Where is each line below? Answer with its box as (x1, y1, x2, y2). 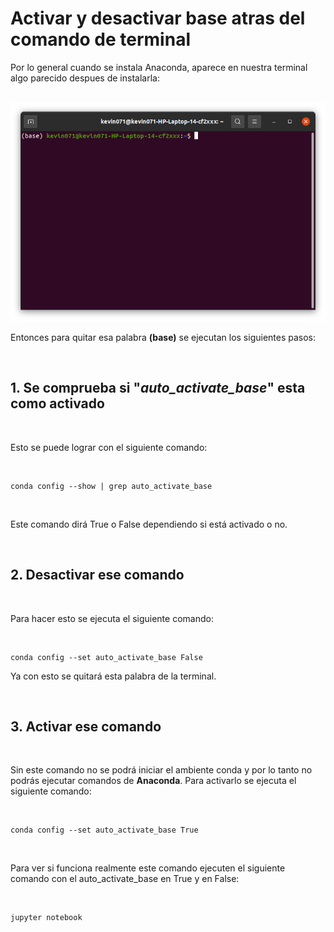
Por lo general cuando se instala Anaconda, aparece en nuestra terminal (10, 61, 308, 73)
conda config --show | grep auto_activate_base (10, 481, 213, 491)
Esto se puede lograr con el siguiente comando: (10, 441, 208, 453)
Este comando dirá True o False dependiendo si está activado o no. (10, 518, 288, 530)
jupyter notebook (10, 913, 83, 923)
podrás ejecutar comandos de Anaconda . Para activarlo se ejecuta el (10, 775, 297, 787)
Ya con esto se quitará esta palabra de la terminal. (10, 670, 217, 682)
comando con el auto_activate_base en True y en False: (10, 873, 240, 885)
